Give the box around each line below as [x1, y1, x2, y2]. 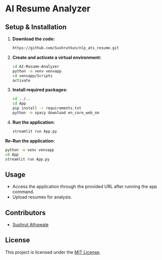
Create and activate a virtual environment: [12, 54, 102, 60]
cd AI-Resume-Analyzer [12, 64, 59, 69]
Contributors [5, 208, 46, 217]
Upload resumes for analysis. [12, 194, 72, 200]
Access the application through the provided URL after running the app [12, 184, 158, 190]
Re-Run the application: [5, 137, 55, 144]
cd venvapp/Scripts [12, 73, 53, 78]
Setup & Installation [5, 23, 67, 31]
